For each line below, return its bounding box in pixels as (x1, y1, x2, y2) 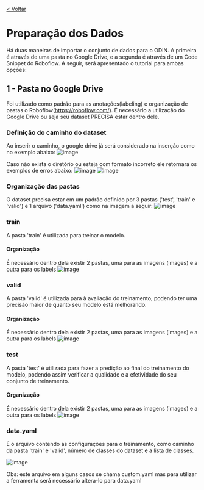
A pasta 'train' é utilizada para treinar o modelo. (6, 231, 126, 239)
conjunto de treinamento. (6, 377, 69, 384)
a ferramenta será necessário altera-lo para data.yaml (6, 477, 142, 485)
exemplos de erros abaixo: (6, 167, 73, 175)
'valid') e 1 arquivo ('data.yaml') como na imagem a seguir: (6, 203, 153, 210)
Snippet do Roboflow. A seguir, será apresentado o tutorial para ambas (6, 59, 184, 67)
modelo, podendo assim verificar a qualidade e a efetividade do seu (6, 370, 177, 378)
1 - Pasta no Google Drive (6, 84, 104, 94)
